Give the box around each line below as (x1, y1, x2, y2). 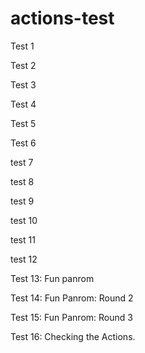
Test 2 (10, 59, 37, 71)
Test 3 (10, 78, 37, 91)
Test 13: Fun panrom (10, 272, 95, 284)
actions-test (10, 7, 115, 30)
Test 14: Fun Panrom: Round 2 (10, 292, 134, 304)
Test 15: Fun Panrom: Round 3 (10, 311, 133, 323)
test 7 (10, 156, 34, 168)
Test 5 (10, 117, 37, 129)
